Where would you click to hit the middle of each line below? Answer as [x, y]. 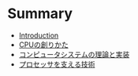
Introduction [39, 35]
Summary [40, 14]
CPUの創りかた [43, 45]
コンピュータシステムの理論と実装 [74, 54]
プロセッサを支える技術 [57, 64]
